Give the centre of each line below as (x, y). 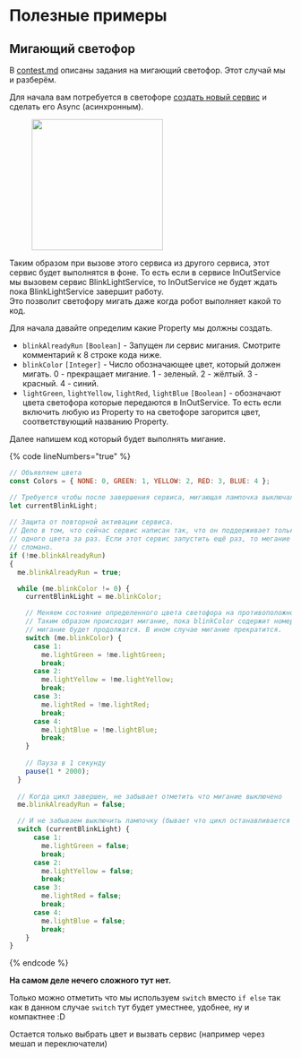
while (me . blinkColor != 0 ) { (73, 588)
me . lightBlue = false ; (84, 921)
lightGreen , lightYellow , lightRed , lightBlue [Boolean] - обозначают (151, 393)
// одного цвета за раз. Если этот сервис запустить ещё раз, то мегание (150, 539)
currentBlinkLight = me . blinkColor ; (94, 597)
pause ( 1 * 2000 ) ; (58, 771)
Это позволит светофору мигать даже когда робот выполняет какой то (146, 301)
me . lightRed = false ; (82, 896)
